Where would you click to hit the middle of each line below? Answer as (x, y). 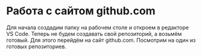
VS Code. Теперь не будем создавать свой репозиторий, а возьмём (94, 33)
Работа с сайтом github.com (81, 11)
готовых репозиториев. (36, 46)
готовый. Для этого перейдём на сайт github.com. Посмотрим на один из (101, 40)
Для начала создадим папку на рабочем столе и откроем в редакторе (97, 27)
